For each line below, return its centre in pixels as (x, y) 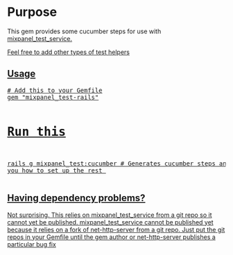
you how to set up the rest (55, 170)
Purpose (32, 12)
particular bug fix (32, 244)
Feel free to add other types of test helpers (69, 52)
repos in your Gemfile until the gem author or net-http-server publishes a (112, 237)
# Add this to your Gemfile (55, 90)
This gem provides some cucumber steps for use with (84, 31)
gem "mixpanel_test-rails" (53, 97)
